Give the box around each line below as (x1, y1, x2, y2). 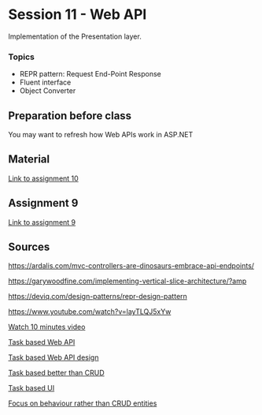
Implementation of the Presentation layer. (8, 32, 142, 41)
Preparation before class (8, 109, 132, 122)
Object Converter (19, 86, 76, 95)
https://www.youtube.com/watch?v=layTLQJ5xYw (8, 307, 172, 316)
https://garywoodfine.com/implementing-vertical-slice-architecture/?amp (8, 276, 247, 286)
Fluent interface (19, 77, 72, 88)
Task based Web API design (8, 353, 99, 362)
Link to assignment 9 (8, 217, 76, 226)
